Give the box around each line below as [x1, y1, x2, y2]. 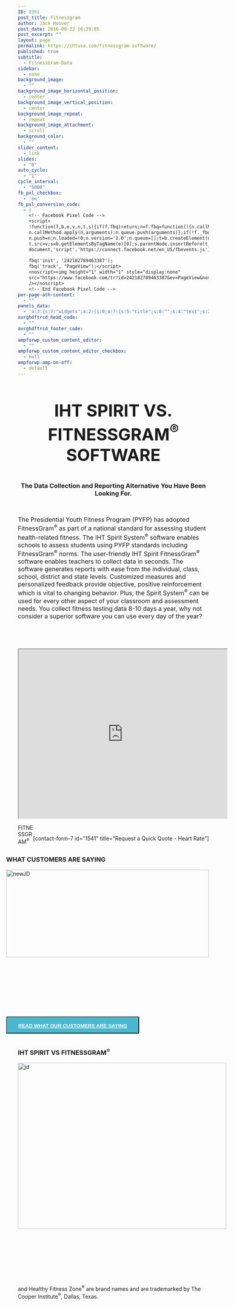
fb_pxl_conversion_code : [18, 201, 81, 207]
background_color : [18, 133, 64, 140]
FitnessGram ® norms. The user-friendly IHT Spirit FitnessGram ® [18, 549, 200, 558]
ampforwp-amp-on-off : [18, 359, 73, 366]
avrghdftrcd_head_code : [18, 314, 78, 321]
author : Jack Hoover [18, 20, 70, 26]
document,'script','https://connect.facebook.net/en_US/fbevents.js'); [28, 246, 213, 252]
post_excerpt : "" [18, 32, 62, 38]
